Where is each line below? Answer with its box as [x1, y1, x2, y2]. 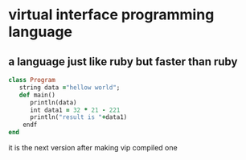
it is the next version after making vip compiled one [8, 143, 178, 152]
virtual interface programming [8, 6, 215, 24]
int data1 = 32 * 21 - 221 [29, 106, 121, 114]
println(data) [29, 98, 78, 106]
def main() [18, 91, 56, 99]
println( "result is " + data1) [29, 113, 128, 121]
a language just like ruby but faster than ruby [8, 55, 238, 68]
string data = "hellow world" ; [18, 83, 121, 92]
